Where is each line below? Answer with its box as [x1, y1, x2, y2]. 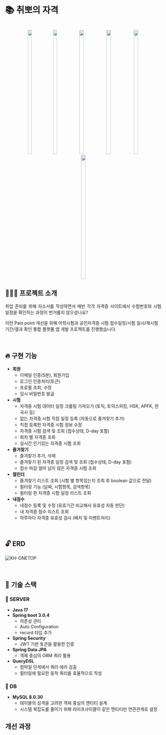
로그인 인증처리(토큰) [19, 378, 60, 384]
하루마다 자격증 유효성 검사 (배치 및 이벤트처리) [19, 515, 111, 521]
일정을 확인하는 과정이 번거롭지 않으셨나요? [5, 309, 88, 315]
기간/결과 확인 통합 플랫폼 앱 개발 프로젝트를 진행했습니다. [5, 326, 116, 332]
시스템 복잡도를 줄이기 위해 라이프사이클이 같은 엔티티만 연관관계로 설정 [19, 706, 158, 712]
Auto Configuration [19, 624, 59, 630]
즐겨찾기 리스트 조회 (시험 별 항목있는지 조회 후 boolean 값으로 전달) [19, 477, 152, 483]
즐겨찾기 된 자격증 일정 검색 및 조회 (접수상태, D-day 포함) [19, 459, 132, 465]
